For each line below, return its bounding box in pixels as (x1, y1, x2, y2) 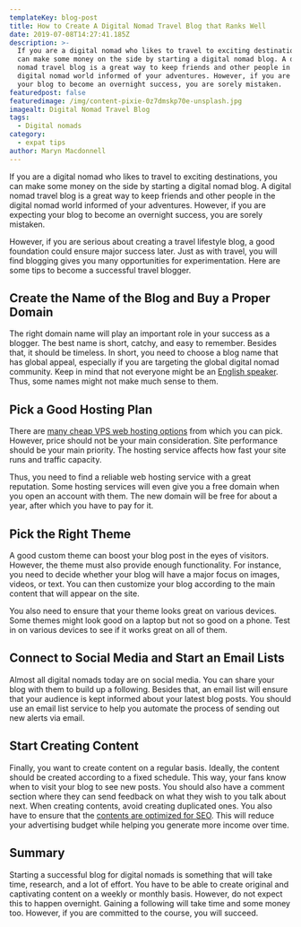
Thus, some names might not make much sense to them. (9, 376, 219, 386)
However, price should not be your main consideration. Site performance (9, 436, 278, 446)
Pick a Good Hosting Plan (9, 402, 153, 417)
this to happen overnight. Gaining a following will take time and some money (9, 897, 291, 908)
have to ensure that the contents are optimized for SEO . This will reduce (9, 810, 275, 820)
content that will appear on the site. (9, 588, 141, 599)
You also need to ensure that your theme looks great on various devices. (9, 606, 278, 617)
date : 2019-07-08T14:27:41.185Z (9, 30, 130, 39)
